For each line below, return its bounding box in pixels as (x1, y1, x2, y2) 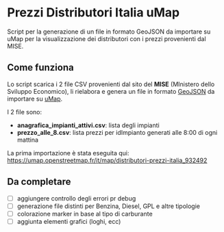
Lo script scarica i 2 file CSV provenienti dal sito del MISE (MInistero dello (7, 80, 215, 88)
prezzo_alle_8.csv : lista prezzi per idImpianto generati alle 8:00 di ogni (16, 128, 218, 136)
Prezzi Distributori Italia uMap (7, 5, 180, 21)
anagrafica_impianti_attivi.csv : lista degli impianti (16, 121, 160, 129)
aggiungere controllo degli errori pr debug (16, 194, 136, 203)
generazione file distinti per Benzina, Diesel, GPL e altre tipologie (16, 202, 201, 210)
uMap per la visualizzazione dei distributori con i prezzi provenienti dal (7, 34, 207, 42)
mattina (16, 136, 39, 144)
